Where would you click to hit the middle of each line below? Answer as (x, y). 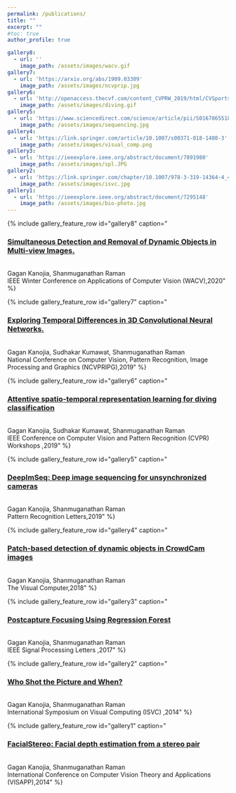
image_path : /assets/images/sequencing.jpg (85, 125)
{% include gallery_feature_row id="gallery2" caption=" (87, 663)
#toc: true (23, 33)
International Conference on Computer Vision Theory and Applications (109, 774)
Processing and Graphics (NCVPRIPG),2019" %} (77, 367)
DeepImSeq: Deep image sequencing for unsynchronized (107, 477)
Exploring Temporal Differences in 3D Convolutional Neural (110, 320)
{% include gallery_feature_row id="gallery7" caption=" (87, 302)
